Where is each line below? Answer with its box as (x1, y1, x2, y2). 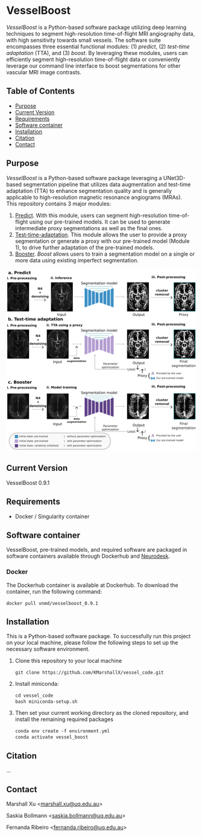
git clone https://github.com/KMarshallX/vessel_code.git (14, 670, 164, 676)
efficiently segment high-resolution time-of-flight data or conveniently (6, 56, 181, 63)
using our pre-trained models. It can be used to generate (29, 218, 171, 225)
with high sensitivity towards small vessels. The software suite (6, 36, 161, 44)
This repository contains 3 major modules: (6, 200, 112, 207)
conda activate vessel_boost (14, 734, 89, 740)
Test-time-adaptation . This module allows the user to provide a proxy (14, 231, 187, 238)
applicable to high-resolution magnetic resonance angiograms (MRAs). (6, 193, 183, 201)
